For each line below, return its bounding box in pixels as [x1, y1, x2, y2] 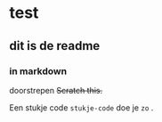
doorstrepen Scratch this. [9, 85, 103, 95]
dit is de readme [9, 38, 101, 53]
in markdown [9, 65, 68, 77]
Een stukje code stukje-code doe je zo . [9, 102, 154, 113]
